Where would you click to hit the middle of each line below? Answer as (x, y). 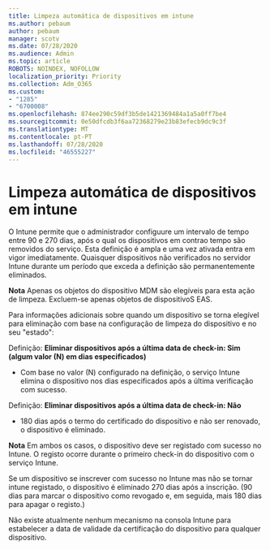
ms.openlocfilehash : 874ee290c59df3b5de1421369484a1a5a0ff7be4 (118, 115)
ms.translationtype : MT (49, 129)
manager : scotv (34, 39)
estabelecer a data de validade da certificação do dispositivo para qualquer (135, 529)
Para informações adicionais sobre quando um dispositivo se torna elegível (134, 315)
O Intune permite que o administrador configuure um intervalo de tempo (129, 232)
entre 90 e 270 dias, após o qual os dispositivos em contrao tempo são (127, 240)
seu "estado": (31, 332)
